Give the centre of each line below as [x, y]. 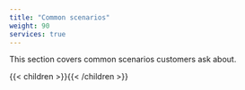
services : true [38, 34]
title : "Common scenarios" [60, 17]
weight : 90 [30, 26]
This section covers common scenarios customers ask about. [123, 60]
